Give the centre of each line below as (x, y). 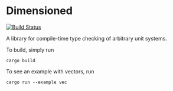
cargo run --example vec (37, 82)
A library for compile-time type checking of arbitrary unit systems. (86, 38)
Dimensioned (39, 11)
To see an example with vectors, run (50, 71)
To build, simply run (30, 50)
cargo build (21, 60)
